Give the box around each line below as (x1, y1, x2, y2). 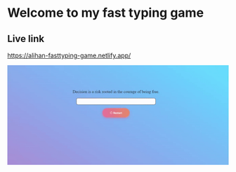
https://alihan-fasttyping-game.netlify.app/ (7, 51, 131, 59)
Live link (7, 33, 44, 45)
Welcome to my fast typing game (7, 5, 204, 21)
